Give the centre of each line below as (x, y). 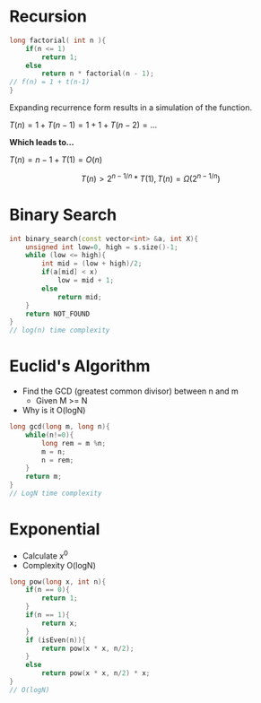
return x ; (60, 623)
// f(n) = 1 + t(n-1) (50, 82)
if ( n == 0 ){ (48, 590)
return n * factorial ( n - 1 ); (98, 74)
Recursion (48, 17)
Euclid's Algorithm (80, 366)
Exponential (55, 529)
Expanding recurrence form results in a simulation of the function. (131, 108)
